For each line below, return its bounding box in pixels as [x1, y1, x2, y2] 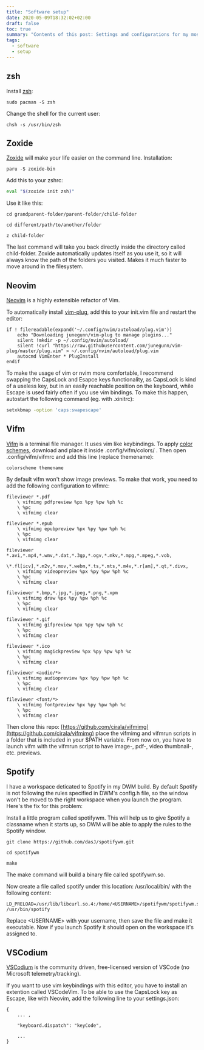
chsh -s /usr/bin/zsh [6, 121, 61, 128]
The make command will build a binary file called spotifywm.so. [6, 871, 165, 878]
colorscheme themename [6, 464, 64, 471]
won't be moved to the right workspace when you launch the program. [6, 796, 183, 803]
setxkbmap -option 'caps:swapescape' [6, 407, 102, 413]
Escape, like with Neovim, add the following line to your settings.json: [6, 995, 180, 1002]
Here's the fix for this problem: [6, 802, 83, 809]
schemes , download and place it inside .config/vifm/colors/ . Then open [6, 446, 186, 454]
